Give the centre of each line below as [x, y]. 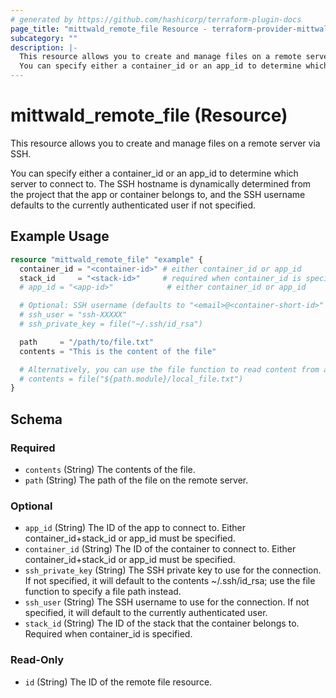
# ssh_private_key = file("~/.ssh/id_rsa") [111, 324]
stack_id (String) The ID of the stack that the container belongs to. [162, 623]
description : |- [44, 47]
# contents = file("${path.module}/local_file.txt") [131, 379]
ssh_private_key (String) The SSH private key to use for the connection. [173, 570]
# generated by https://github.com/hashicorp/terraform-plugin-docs [156, 19]
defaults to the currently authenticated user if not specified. [133, 205]
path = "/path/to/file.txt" [87, 342]
